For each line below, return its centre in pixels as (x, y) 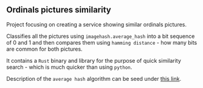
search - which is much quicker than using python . (69, 67)
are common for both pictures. (45, 49)
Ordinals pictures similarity (59, 10)
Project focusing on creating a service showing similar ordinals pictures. (97, 24)
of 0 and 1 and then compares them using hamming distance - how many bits (102, 42)
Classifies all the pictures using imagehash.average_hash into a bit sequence (101, 36)
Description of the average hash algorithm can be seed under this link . (94, 78)
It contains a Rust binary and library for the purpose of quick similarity (94, 60)
